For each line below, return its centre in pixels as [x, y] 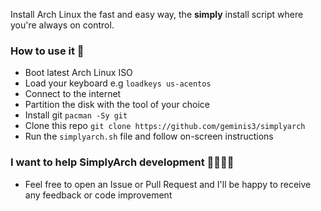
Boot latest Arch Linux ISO [78, 73]
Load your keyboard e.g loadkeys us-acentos [118, 83]
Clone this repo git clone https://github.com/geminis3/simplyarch [165, 126]
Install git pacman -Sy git [76, 115]
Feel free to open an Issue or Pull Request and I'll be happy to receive [168, 184]
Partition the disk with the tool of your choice [117, 105]
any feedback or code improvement [98, 195]
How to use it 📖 [47, 51]
